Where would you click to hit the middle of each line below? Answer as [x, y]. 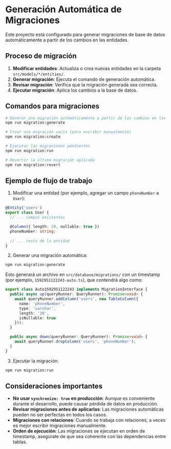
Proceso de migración [41, 56]
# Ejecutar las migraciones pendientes [48, 146]
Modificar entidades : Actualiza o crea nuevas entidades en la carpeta [87, 68]
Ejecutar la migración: [36, 361]
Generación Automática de [63, 9]
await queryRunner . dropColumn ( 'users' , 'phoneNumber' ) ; [76, 341]
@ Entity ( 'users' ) [24, 208]
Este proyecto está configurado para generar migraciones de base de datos [85, 34]
